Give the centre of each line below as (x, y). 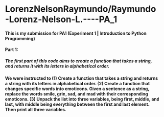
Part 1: (12, 49)
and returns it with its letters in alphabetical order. (57, 66)
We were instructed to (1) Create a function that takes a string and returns (82, 78)
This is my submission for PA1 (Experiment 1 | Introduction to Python (76, 33)
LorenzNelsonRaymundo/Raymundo (81, 9)
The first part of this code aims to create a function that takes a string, (79, 61)
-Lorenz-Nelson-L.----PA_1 (61, 19)
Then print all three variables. (36, 110)
